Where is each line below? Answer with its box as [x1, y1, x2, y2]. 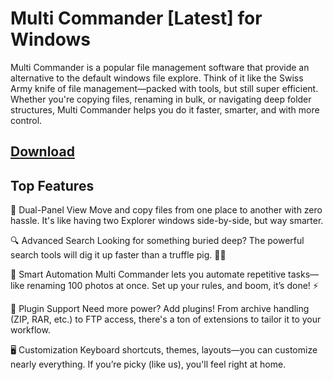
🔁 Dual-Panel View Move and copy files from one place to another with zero [10, 204, 323, 216]
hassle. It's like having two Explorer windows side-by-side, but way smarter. [10, 215, 324, 227]
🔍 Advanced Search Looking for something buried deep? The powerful [10, 235, 305, 247]
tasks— [288, 268, 320, 281]
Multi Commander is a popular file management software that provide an [10, 61, 310, 73]
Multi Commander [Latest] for [10, 7, 263, 30]
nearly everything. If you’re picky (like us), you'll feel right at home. [10, 358, 287, 371]
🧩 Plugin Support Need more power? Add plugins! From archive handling [10, 303, 310, 315]
